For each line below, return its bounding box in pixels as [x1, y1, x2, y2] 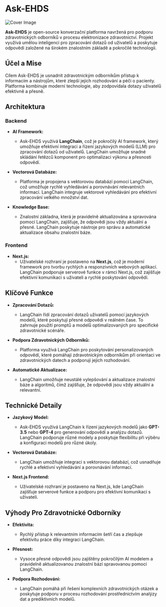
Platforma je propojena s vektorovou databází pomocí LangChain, [19, 179, 154, 185]
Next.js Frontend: [12, 474, 50, 480]
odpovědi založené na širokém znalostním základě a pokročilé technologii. [5, 45, 157, 51]
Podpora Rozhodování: [12, 576, 60, 582]
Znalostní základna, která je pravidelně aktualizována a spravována [19, 214, 157, 220]
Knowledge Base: [12, 204, 50, 210]
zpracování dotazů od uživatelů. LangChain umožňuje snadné [19, 149, 146, 155]
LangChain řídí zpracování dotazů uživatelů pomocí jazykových [19, 311, 149, 318]
